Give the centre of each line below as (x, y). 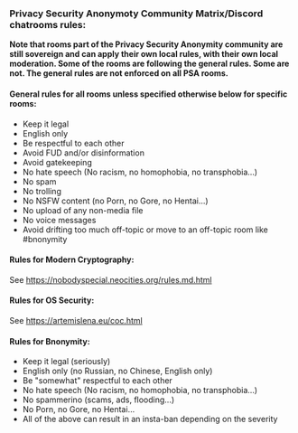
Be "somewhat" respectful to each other (98, 381)
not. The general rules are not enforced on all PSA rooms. (119, 73)
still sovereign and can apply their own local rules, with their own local (144, 54)
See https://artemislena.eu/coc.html (76, 320)
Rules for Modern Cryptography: (72, 259)
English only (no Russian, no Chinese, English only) (117, 371)
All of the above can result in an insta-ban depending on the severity (150, 419)
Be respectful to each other (73, 143)
